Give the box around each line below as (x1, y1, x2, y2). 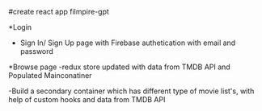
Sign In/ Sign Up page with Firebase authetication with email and (19, 38, 236, 47)
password (19, 47, 54, 55)
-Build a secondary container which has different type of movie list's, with (8, 86, 255, 96)
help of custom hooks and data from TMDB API (8, 95, 166, 104)
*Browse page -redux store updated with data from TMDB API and (8, 62, 230, 72)
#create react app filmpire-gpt (8, 7, 109, 16)
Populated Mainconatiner (8, 71, 92, 80)
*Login (8, 23, 32, 31)
